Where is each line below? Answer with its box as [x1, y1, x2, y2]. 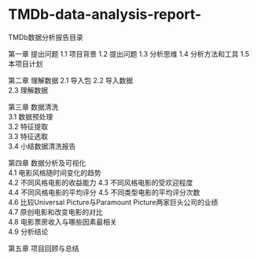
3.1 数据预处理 [8, 112, 53, 121]
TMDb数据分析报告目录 [8, 32, 84, 42]
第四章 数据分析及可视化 [8, 158, 86, 167]
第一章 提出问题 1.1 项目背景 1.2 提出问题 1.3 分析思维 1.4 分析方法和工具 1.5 [8, 49, 250, 58]
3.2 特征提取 [8, 122, 49, 131]
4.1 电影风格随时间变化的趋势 [8, 167, 102, 178]
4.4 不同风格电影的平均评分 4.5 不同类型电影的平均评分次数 [8, 187, 200, 197]
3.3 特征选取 [8, 131, 49, 141]
